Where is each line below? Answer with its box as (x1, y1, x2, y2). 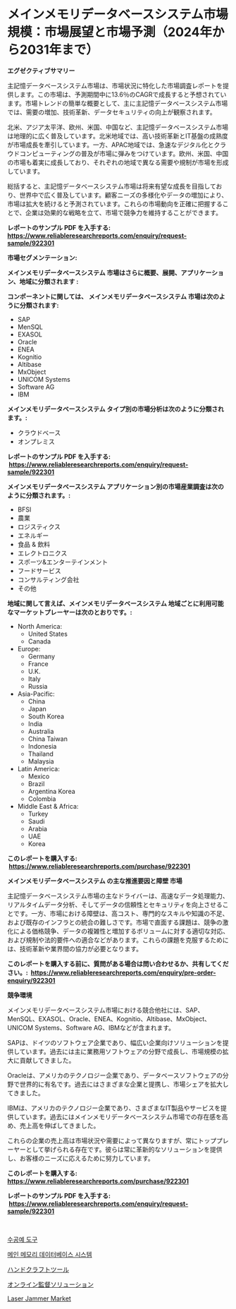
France (27, 659, 49, 668)
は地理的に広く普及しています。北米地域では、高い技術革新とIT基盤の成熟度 (7, 131, 228, 140)
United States (27, 629, 68, 638)
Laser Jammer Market (7, 1294, 72, 1303)
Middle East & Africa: (17, 802, 79, 810)
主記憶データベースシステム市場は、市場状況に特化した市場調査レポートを (7, 81, 223, 90)
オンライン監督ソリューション (7, 1280, 94, 1289)
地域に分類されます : (19, 277, 79, 286)
